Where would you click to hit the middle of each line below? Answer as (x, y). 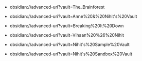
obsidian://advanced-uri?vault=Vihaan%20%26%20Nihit (67, 35)
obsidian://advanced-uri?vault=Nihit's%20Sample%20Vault (70, 45)
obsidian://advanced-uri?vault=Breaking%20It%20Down (67, 26)
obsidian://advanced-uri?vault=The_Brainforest (57, 7)
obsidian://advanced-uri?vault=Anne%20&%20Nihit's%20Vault (73, 16)
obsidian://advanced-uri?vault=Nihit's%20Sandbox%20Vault (71, 54)
